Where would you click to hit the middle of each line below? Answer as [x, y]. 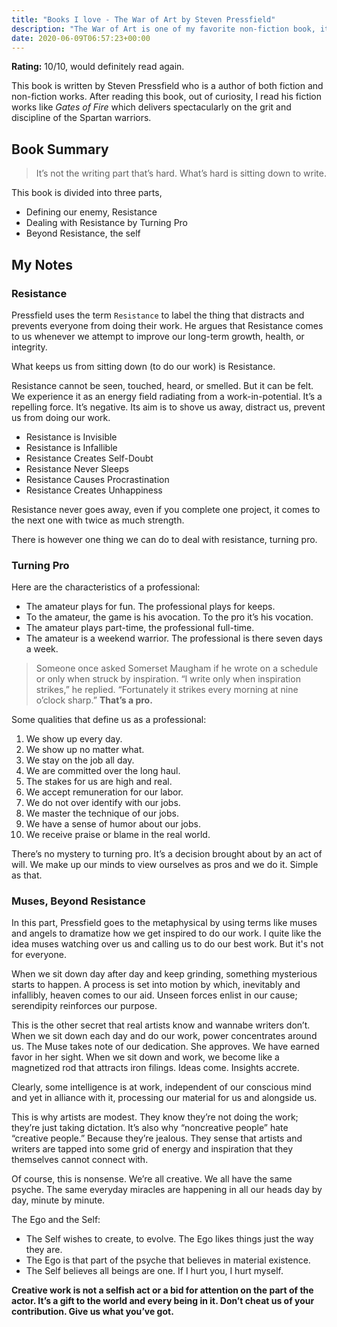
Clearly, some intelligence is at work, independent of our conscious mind [161, 1087]
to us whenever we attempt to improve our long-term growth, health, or [158, 336]
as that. [27, 875]
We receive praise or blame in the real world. [118, 835]
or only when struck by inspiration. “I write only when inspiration [168, 679]
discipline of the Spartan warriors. [81, 118]
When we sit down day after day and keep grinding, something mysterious [164, 974]
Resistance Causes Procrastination [97, 479]
